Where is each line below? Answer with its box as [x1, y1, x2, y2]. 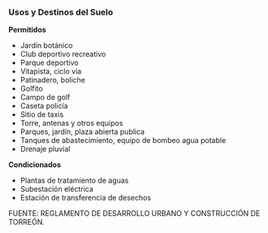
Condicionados [8, 160, 61, 170]
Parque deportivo [19, 58, 79, 67]
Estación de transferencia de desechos [19, 193, 152, 203]
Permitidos [8, 25, 46, 35]
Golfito [19, 84, 43, 93]
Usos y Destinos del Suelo [8, 6, 114, 18]
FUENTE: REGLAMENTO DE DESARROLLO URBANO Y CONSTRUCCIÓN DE [8, 209, 261, 218]
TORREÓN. [8, 218, 45, 227]
